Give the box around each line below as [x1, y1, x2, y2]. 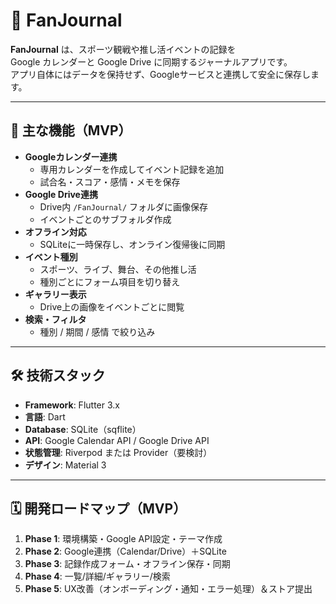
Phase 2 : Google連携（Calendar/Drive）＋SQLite [24, 545, 227, 558]
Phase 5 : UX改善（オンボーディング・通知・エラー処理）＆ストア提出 [24, 583, 313, 595]
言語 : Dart [24, 410, 66, 423]
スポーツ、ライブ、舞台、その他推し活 [39, 263, 197, 275]
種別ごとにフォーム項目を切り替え [39, 275, 181, 288]
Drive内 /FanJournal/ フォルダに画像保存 [39, 200, 209, 213]
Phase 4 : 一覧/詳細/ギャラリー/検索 [24, 570, 171, 583]
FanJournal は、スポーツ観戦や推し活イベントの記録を [10, 43, 237, 55]
